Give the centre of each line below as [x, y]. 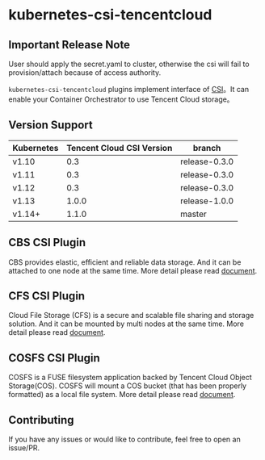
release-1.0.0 [207, 201]
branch [207, 148]
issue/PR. [24, 448]
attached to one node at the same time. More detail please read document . [133, 270]
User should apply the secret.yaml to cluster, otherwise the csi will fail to [129, 64]
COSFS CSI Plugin [55, 358]
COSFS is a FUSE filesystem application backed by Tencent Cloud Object [130, 378]
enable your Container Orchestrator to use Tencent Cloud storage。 [121, 99]
